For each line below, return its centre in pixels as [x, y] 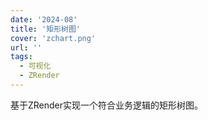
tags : [21, 57]
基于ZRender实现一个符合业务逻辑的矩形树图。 [107, 105]
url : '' [26, 47]
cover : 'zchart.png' [53, 38]
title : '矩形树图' [46, 29]
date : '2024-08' [44, 19]
